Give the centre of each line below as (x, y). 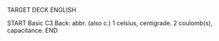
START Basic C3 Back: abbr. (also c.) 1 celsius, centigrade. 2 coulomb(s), (110, 23)
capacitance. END (33, 30)
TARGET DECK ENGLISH (42, 10)
